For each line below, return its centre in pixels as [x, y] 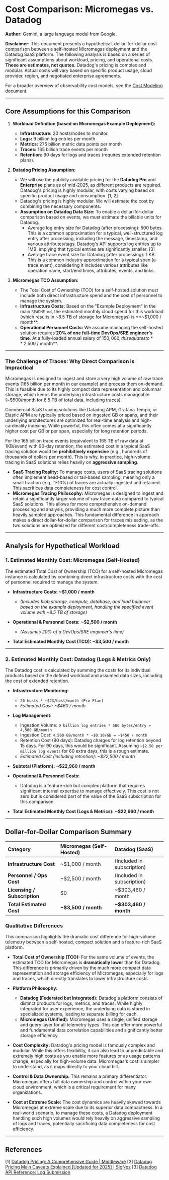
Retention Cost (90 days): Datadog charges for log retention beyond [91, 741]
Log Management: [32, 715]
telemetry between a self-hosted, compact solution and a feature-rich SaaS [83, 942]
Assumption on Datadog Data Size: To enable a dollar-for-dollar [87, 211]
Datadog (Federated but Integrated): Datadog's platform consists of [91, 998]
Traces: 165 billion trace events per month [64, 149]
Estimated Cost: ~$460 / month [53, 706]
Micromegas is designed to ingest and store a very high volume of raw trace [84, 379]
